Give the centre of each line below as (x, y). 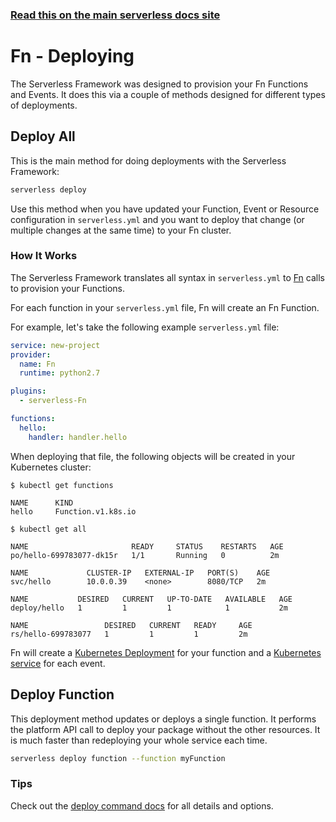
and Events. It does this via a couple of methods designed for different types (168, 94)
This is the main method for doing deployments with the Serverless (148, 160)
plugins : (28, 391)
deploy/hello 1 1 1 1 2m (149, 608)
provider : (31, 354)
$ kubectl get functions (62, 485)
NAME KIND (42, 503)
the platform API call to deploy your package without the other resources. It (165, 729)
